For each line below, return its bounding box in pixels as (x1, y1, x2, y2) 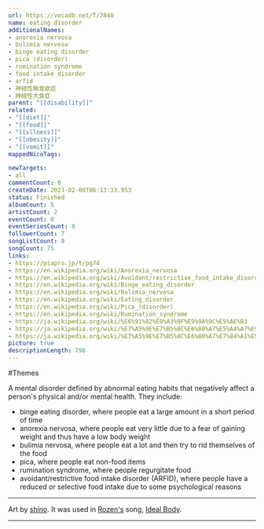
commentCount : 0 (8, 179, 61, 187)
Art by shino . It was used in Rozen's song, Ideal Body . (8, 505, 182, 514)
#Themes (8, 368, 39, 378)
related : (8, 107, 37, 115)
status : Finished (8, 193, 65, 201)
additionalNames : (8, 26, 65, 34)
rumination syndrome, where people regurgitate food (19, 465, 192, 475)
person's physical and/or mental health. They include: (8, 392, 183, 401)
